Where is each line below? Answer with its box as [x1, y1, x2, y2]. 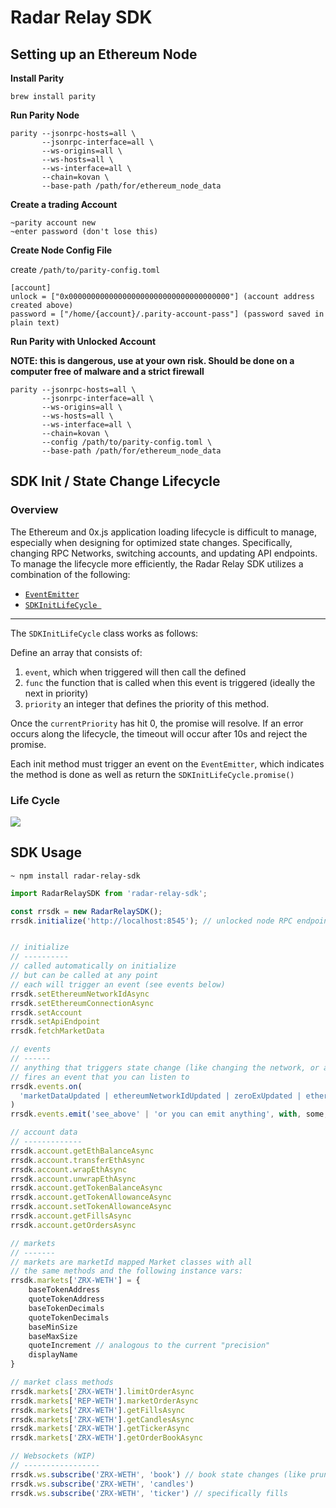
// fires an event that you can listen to [10, 1072, 190, 1082]
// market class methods [10, 1377, 114, 1388]
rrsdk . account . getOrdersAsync [10, 1220, 137, 1230]
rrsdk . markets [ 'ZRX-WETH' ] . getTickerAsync [10, 1424, 190, 1434]
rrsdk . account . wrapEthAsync [10, 1164, 128, 1175]
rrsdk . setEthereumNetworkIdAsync [10, 989, 150, 999]
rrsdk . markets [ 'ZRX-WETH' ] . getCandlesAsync [10, 1414, 195, 1425]
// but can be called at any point [10, 971, 159, 981]
